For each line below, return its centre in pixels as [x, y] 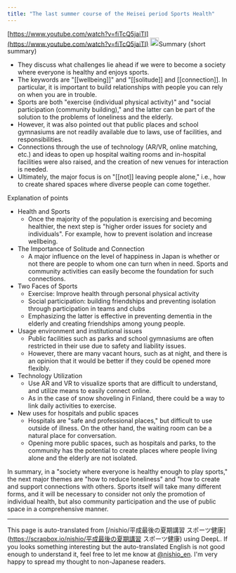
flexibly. [39, 368]
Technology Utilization [50, 376]
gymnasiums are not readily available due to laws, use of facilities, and [120, 132]
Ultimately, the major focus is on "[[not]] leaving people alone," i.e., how [122, 177]
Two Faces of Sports [47, 286]
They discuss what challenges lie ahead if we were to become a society [122, 65]
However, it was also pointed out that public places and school [108, 124]
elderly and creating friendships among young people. [106, 323]
